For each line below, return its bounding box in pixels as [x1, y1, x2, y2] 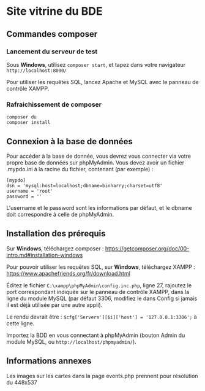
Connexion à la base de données [6, 136, 133, 147]
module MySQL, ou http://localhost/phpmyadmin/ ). [6, 338, 136, 345]
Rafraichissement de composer [6, 100, 102, 109]
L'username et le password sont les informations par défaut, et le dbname [6, 204, 193, 211]
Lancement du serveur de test [6, 47, 98, 56]
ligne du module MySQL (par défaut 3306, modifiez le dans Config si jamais [6, 295, 198, 302]
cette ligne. [6, 319, 35, 327]
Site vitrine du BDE [6, 4, 103, 18]
